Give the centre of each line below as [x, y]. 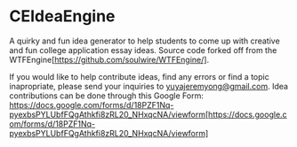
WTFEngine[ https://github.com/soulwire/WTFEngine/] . [109, 59]
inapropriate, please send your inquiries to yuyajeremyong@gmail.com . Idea [149, 86]
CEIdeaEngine [62, 16]
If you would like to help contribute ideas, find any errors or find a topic [139, 76]
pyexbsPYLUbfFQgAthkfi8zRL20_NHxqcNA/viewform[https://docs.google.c [148, 114]
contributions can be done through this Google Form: [107, 96]
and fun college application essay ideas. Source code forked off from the [143, 50]
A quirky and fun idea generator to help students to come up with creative [144, 41]
